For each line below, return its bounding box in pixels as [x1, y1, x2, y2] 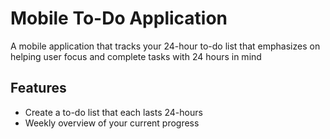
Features [10, 80, 67, 97]
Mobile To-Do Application [10, 7, 228, 30]
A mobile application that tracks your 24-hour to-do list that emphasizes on [10, 40, 321, 52]
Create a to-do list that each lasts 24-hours [24, 106, 203, 118]
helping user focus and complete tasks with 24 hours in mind [10, 50, 262, 62]
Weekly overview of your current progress [24, 117, 200, 129]
